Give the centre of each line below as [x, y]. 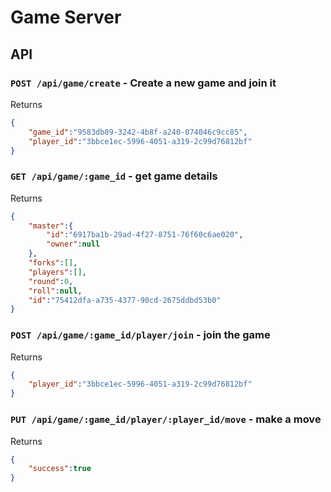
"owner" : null [73, 244]
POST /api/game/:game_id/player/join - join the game [140, 335]
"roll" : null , [55, 291]
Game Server [66, 17]
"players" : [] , [57, 272]
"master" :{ [51, 226]
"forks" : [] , [53, 263]
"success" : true [60, 469]
